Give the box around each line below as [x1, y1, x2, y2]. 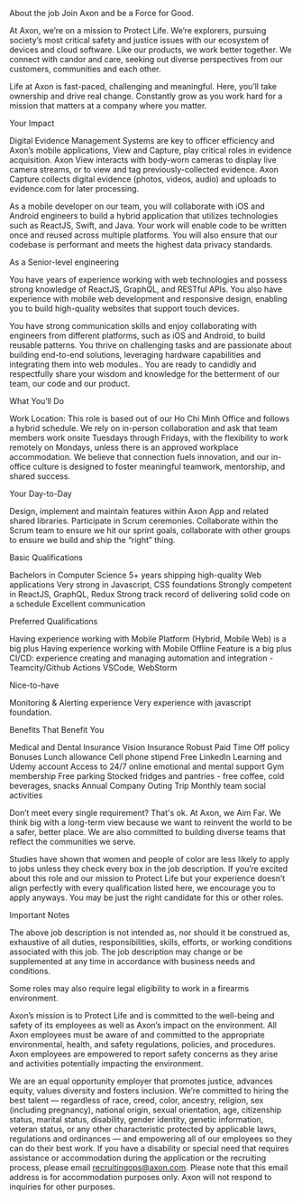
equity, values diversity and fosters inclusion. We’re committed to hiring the [9, 1085, 289, 1096]
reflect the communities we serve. [9, 836, 136, 847]
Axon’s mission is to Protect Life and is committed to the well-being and [9, 1010, 275, 1020]
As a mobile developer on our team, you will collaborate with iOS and [9, 201, 265, 211]
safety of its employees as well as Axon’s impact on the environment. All [9, 1020, 278, 1030]
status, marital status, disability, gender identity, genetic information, [9, 1114, 264, 1124]
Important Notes [9, 910, 70, 920]
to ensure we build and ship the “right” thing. [9, 535, 176, 545]
